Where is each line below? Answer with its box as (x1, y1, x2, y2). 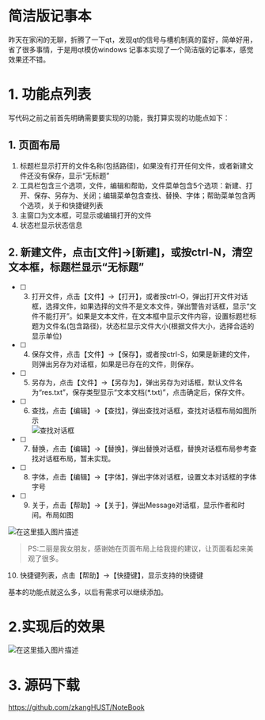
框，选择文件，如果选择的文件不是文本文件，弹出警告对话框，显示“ (31, 301, 250, 311)
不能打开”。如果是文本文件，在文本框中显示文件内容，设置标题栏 (38, 311, 250, 320)
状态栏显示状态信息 (19, 220, 83, 229)
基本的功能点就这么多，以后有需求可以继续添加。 (8, 587, 168, 597)
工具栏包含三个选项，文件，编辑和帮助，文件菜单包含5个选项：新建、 (19, 180, 247, 190)
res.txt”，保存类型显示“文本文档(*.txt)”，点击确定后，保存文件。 (41, 387, 249, 396)
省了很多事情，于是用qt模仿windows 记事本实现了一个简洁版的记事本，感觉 (8, 44, 254, 54)
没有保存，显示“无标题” (33, 171, 110, 180)
